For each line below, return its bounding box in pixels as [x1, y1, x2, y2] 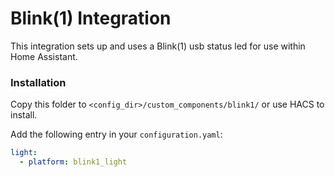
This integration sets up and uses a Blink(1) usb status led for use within [10, 40, 306, 52]
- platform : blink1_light [19, 157, 128, 167]
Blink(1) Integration [10, 7, 172, 30]
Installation [10, 75, 67, 89]
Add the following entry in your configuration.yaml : [10, 128, 223, 141]
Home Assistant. [10, 50, 78, 62]
